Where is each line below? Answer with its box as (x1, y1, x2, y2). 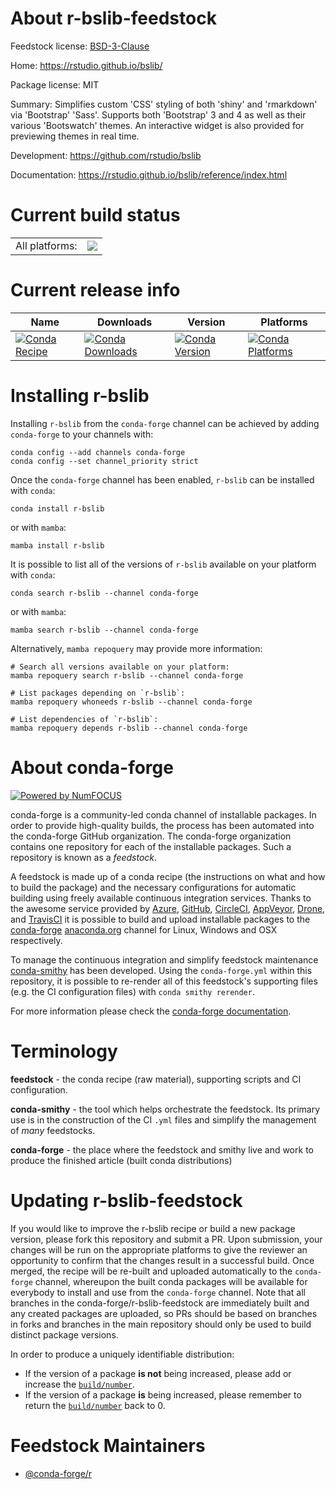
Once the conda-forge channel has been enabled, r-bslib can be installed (10, 473, 315, 486)
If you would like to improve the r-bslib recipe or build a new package (10, 1222, 296, 1234)
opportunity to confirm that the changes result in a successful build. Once (10, 1254, 315, 1266)
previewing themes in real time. (10, 130, 140, 142)
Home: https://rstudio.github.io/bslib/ (10, 59, 163, 71)
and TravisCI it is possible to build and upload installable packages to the (10, 913, 311, 925)
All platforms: (15, 238, 78, 252)
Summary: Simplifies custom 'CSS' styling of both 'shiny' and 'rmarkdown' (10, 98, 318, 110)
